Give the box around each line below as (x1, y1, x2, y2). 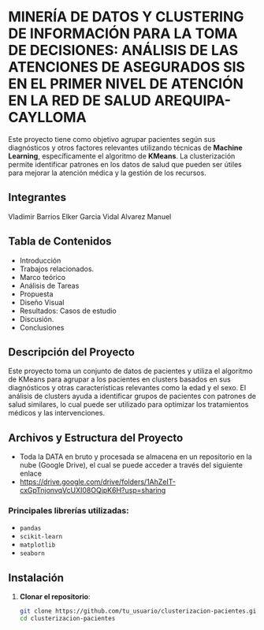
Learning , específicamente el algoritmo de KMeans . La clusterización (8, 151, 236, 161)
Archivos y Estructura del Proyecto (8, 431, 184, 445)
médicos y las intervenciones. (8, 408, 105, 418)
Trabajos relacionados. (19, 264, 95, 274)
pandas (19, 524, 42, 532)
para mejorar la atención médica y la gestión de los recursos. (8, 168, 206, 177)
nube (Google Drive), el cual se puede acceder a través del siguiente (19, 460, 243, 470)
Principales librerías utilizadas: (8, 505, 129, 516)
